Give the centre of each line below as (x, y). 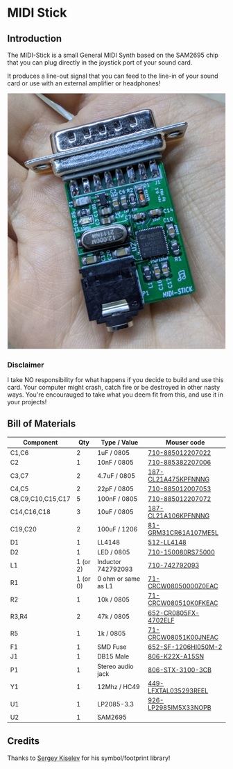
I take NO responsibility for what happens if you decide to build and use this (115, 379)
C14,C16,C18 (30, 512)
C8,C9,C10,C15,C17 (40, 499)
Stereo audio (115, 666)
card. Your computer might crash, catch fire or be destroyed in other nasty (114, 387)
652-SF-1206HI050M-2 (185, 647)
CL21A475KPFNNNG (179, 479)
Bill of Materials (42, 424)
